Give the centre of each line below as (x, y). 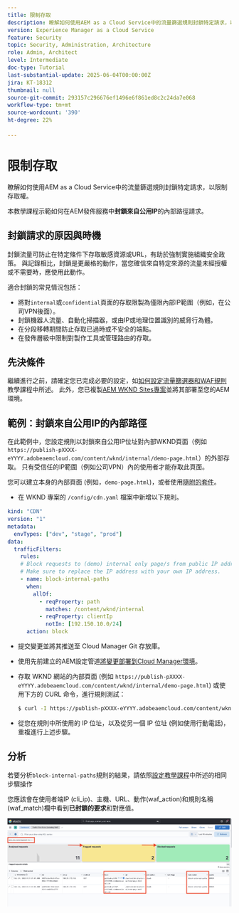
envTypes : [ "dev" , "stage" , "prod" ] (68, 534)
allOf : (43, 594)
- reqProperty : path (69, 601)
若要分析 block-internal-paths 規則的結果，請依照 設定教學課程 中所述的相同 (117, 775)
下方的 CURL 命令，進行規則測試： (75, 694)
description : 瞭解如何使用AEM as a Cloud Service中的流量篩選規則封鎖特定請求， (119, 22)
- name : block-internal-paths (65, 579)
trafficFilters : (38, 549)
